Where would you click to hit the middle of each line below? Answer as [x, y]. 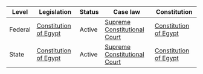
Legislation [55, 12]
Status [89, 12]
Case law [127, 12]
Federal [20, 29]
